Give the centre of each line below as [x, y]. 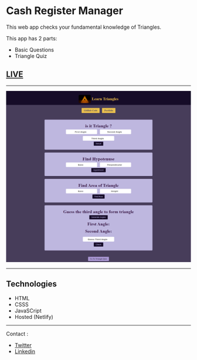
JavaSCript [28, 310]
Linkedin [25, 351]
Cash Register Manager [64, 11]
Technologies [32, 284]
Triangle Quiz [31, 56]
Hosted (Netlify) [34, 317]
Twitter [23, 345]
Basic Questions [34, 50]
